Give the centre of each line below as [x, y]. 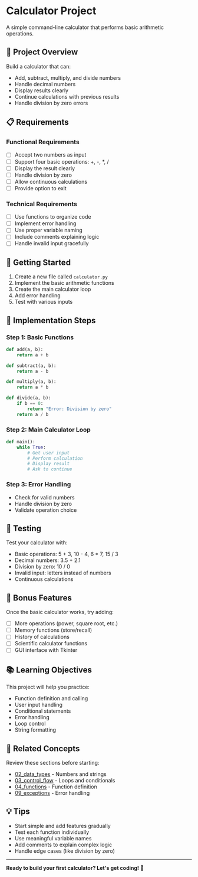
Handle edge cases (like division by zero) [65, 851]
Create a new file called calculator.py [61, 277]
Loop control [30, 724]
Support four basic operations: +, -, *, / [62, 161]
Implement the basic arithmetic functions [65, 283]
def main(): [21, 441]
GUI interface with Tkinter [46, 650]
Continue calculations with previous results [67, 96]
